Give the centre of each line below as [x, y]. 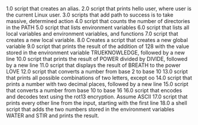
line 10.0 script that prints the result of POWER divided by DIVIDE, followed [97, 59]
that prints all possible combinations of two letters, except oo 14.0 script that [99, 78]
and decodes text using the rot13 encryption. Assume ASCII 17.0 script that [97, 97]
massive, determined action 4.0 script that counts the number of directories [98, 21]
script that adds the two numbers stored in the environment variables [90, 109]
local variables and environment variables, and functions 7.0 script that [92, 34]
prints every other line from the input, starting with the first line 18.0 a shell [97, 103]
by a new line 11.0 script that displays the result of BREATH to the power [94, 65]
